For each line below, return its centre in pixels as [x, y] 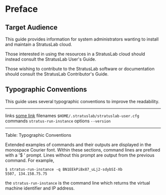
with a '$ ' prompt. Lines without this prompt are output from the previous [80, 155]
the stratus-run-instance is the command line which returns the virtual [78, 183]
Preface [21, 9]
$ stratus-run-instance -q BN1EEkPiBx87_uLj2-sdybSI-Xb [64, 169]
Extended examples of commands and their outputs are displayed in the [78, 145]
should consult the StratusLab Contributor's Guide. [57, 74]
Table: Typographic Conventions [38, 135]
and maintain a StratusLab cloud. [39, 44]
